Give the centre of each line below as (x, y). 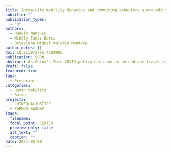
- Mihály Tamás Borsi (33, 39)
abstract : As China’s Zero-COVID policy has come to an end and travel (83, 62)
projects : (16, 99)
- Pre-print (23, 81)
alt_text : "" (24, 132)
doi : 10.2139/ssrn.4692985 (34, 52)
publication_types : (26, 19)
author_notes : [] (24, 48)
